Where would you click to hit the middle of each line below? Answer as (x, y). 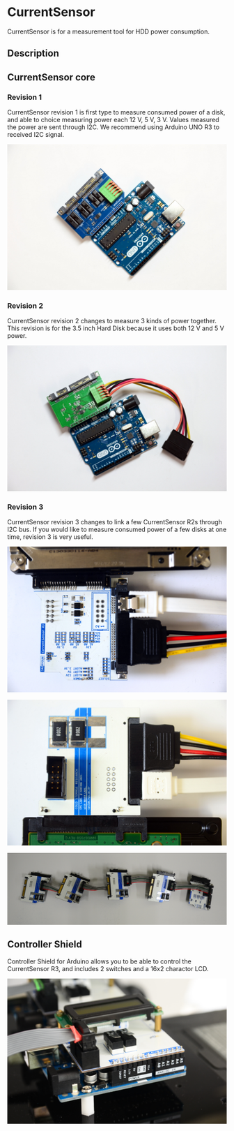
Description (33, 53)
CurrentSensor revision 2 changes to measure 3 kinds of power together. (112, 321)
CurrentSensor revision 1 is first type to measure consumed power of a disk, (116, 112)
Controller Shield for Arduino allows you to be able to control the (99, 961)
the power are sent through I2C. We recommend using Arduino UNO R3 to (114, 127)
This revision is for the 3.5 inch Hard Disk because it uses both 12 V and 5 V (116, 328)
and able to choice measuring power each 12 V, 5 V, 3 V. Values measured (113, 120)
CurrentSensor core (51, 77)
